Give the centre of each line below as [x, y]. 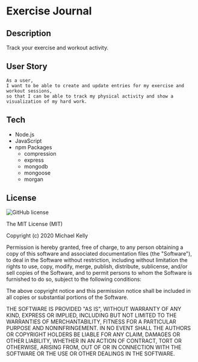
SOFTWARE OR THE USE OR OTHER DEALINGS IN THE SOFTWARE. [91, 354]
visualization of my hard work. [47, 101]
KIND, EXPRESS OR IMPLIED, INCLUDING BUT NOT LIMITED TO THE [91, 315]
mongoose [37, 173]
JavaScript [28, 141]
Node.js [25, 134]
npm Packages [33, 147]
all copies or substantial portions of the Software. [67, 297]
